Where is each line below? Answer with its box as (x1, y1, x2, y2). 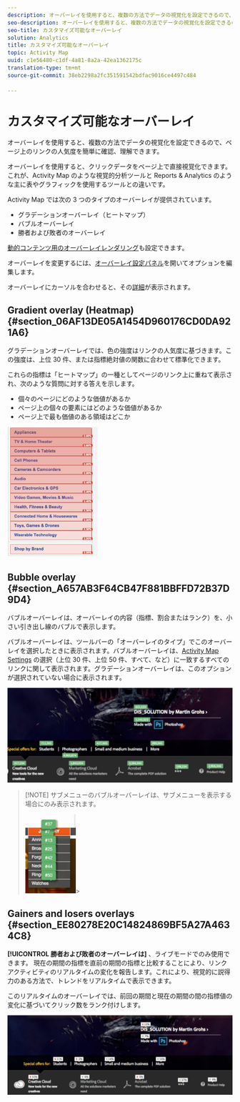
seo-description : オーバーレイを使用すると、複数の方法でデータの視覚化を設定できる (7, 19, 232, 26)
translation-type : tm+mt (7, 64, 81, 71)
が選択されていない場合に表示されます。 (7, 673, 126, 682)
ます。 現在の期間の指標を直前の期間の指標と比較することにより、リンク (13, 958, 227, 967)
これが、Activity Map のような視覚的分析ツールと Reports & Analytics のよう (7, 172, 232, 180)
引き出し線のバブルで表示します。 (19, 622, 120, 631)
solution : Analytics (7, 34, 69, 41)
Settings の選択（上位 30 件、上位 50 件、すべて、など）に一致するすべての (7, 655, 230, 664)
